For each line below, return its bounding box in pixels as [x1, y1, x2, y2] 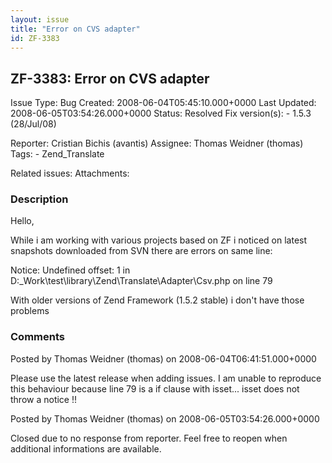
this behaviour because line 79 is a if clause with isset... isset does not [10, 382, 300, 395]
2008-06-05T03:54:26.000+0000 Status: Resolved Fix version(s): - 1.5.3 [10, 107, 312, 120]
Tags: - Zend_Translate [10, 148, 105, 160]
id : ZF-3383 [10, 33, 60, 43]
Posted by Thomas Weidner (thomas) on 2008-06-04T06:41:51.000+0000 [10, 352, 317, 365]
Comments [10, 330, 65, 344]
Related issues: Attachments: [10, 167, 130, 180]
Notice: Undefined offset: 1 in [10, 264, 131, 276]
